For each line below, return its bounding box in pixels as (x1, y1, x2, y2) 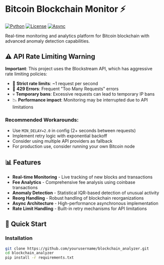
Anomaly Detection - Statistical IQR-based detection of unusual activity (12, 190, 160, 196)
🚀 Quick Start (5, 220, 47, 228)
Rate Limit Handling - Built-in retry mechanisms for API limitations (12, 206, 147, 212)
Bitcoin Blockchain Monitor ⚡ (5, 3, 126, 15)
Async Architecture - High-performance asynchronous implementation (12, 200, 159, 206)
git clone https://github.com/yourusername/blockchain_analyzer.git (5, 246, 149, 251)
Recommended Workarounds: (5, 116, 79, 123)
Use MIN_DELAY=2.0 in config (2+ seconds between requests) (12, 128, 136, 134)
